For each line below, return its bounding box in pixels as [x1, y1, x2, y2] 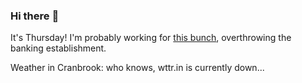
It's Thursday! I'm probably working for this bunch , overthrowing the [10, 32, 292, 44]
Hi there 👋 [10, 9, 60, 23]
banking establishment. [10, 42, 107, 54]
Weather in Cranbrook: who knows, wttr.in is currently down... [10, 62, 265, 74]
